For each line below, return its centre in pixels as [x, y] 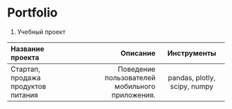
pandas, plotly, [192, 77]
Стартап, [26, 69]
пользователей [130, 77]
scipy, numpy [192, 86]
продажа [26, 77]
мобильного [135, 86]
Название [28, 48]
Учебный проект [41, 32]
